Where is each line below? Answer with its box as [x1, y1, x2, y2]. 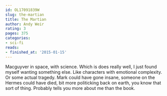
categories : [5, 36, 30, 41]
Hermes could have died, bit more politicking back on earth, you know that [5, 79, 161, 86]
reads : [5, 45, 19, 50]
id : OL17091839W [5, 7, 40, 13]
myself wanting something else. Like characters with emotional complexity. [5, 69, 162, 75]
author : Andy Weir [5, 21, 44, 27]
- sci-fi [5, 40, 24, 45]
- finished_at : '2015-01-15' [5, 50, 67, 55]
